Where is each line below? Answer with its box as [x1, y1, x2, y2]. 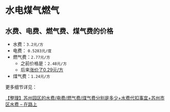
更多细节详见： [5, 84, 37, 90]
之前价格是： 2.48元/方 [20, 60, 67, 66]
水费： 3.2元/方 [12, 41, 44, 47]
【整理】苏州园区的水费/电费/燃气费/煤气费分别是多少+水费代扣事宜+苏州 [5, 95, 160, 101]
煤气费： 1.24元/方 [12, 73, 50, 79]
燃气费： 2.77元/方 [12, 54, 50, 60]
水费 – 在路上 [9, 101, 37, 107]
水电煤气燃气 [5, 5, 60, 16]
